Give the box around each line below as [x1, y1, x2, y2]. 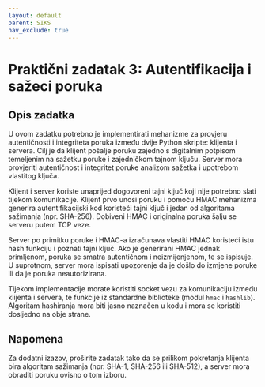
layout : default [8, 11, 62, 20]
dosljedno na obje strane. [8, 310, 91, 319]
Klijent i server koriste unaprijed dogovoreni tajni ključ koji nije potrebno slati [8, 186, 257, 196]
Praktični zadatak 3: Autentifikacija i [8, 60, 252, 78]
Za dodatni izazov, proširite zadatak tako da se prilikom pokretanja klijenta [8, 353, 250, 363]
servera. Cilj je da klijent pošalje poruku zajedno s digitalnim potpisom [8, 146, 236, 156]
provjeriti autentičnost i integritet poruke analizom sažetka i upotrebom [8, 163, 239, 172]
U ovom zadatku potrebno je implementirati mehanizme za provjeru [8, 130, 228, 139]
